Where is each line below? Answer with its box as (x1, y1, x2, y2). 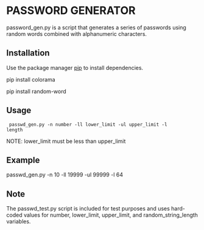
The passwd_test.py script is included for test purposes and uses (6, 205, 171, 212)
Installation (6, 48, 50, 58)
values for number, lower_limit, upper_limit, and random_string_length (23, 211, 198, 219)
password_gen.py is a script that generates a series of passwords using (6, 24, 187, 31)
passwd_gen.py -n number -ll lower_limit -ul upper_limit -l (9, 121, 167, 128)
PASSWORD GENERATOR (6, 4, 136, 18)
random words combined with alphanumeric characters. (6, 30, 147, 37)
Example (6, 155, 40, 165)
